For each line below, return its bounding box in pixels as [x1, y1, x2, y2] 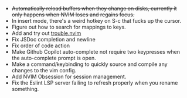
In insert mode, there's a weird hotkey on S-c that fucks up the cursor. [11, 17, 182, 24]
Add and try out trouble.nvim [11, 30, 81, 37]
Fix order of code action [11, 42, 70, 49]
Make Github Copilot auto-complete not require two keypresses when [11, 48, 181, 55]
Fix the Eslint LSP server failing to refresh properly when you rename [11, 79, 178, 86]
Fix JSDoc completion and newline [11, 36, 96, 43]
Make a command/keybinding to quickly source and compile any [11, 61, 168, 68]
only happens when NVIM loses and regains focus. [11, 11, 135, 18]
